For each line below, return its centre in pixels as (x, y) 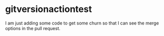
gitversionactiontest (49, 9)
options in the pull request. (33, 28)
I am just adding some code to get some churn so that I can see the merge (82, 23)
